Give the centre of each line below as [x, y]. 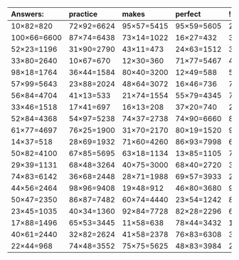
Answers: [27, 14]
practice [83, 14]
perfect [188, 14]
